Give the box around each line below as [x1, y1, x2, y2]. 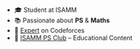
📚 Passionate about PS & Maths [14, 16, 110, 24]
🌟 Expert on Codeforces [14, 27, 85, 34]
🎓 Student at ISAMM [14, 6, 77, 14]
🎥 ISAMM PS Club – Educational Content [14, 34, 133, 42]
